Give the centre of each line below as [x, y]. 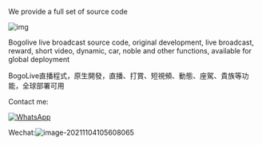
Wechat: [22, 132]
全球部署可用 [43, 86]
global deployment [39, 59]
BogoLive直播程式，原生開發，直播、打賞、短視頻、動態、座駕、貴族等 [125, 76]
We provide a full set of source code [68, 12]
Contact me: [29, 102]
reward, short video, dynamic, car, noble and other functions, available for [130, 51]
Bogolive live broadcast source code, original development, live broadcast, [131, 42]
